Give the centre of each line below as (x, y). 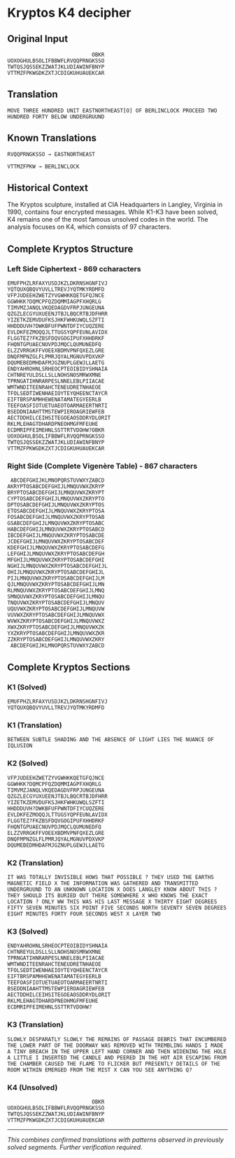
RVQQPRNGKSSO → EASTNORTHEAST (51, 154)
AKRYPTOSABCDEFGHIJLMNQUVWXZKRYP (56, 487)
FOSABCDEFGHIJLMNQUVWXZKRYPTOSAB (56, 517)
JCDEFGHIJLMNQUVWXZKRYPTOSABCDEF (56, 542)
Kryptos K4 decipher (69, 13)
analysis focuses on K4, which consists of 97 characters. (89, 227)
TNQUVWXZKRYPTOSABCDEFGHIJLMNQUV (56, 603)
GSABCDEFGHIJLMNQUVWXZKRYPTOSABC (56, 523)
